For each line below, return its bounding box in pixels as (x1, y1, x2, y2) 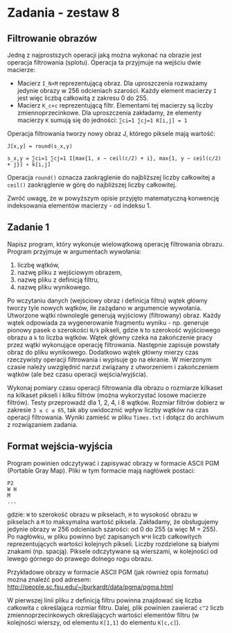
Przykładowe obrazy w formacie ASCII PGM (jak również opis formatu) (7, 568, 209, 576)
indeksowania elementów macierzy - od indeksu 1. (7, 201, 151, 210)
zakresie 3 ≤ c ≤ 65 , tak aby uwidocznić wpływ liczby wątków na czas (7, 405, 209, 414)
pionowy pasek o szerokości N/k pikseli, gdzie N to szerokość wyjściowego (7, 326, 221, 334)
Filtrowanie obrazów (7, 33, 98, 44)
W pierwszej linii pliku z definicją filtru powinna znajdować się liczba (7, 596, 202, 605)
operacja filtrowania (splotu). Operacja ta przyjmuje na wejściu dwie (7, 58, 202, 67)
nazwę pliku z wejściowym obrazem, (17, 268, 123, 276)
